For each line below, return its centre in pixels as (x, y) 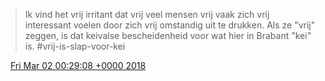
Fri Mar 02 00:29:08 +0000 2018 (78, 65)
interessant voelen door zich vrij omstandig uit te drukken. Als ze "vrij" (170, 25)
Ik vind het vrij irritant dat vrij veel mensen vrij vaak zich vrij (147, 14)
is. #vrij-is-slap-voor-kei (75, 46)
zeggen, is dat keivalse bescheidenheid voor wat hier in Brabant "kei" (168, 35)
